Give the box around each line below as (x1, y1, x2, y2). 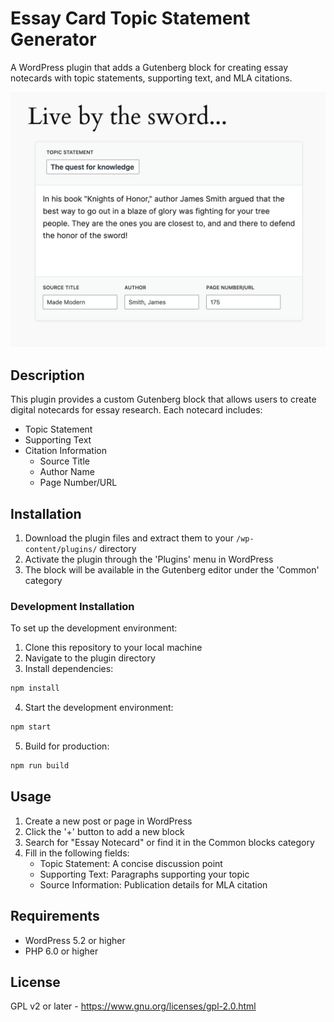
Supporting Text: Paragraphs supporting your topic (39, 868, 250, 880)
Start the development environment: (24, 702, 174, 714)
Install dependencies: (24, 663, 114, 675)
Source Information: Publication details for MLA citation (39, 878, 268, 891)
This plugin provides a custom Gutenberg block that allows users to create (10, 393, 317, 406)
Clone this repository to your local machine (24, 642, 203, 654)
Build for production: (24, 740, 110, 752)
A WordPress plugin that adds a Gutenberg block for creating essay (10, 61, 289, 73)
